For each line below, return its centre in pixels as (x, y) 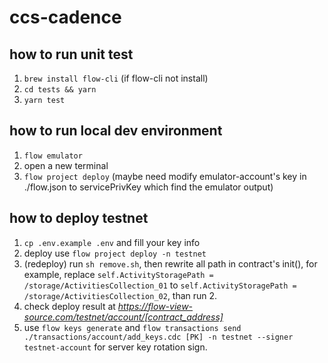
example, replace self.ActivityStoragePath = (118, 274)
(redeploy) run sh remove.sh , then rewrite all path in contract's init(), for (170, 263)
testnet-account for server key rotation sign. (115, 347)
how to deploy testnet (79, 218)
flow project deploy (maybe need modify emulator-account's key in (165, 176)
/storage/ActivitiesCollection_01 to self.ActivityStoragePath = (160, 285)
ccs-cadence (65, 17)
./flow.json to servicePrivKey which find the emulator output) (148, 187)
